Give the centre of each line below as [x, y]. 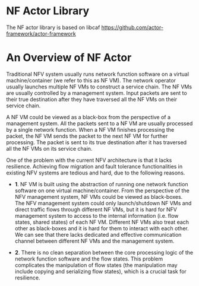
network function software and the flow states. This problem [89, 259]
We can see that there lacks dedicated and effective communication [98, 234]
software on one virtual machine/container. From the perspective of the [102, 190]
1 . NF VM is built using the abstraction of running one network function [101, 184]
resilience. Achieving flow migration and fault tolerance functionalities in [94, 166]
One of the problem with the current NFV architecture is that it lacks [89, 160]
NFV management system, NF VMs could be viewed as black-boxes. [99, 196]
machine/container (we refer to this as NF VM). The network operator [91, 80]
